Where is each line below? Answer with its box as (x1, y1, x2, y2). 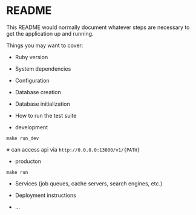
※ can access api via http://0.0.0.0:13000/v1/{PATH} (6, 146, 140, 153)
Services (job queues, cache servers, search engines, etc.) (15, 179, 163, 187)
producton (15, 158, 41, 165)
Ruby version (15, 53, 48, 60)
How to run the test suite (15, 112, 77, 119)
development (15, 123, 48, 130)
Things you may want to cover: (6, 42, 83, 49)
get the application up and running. (6, 30, 94, 37)
